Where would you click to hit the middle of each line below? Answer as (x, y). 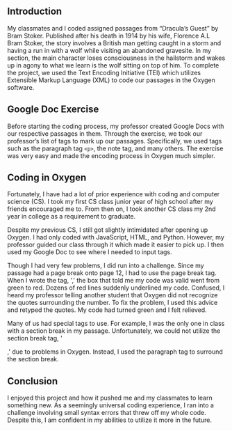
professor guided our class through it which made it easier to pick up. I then (116, 245)
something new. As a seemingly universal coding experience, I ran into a (110, 405)
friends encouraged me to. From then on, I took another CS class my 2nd (111, 209)
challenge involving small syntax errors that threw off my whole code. (107, 413)
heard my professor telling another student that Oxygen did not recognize (113, 295)
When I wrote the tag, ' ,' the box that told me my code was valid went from (114, 281)
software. (21, 87)
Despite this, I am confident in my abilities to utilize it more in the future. (110, 420)
